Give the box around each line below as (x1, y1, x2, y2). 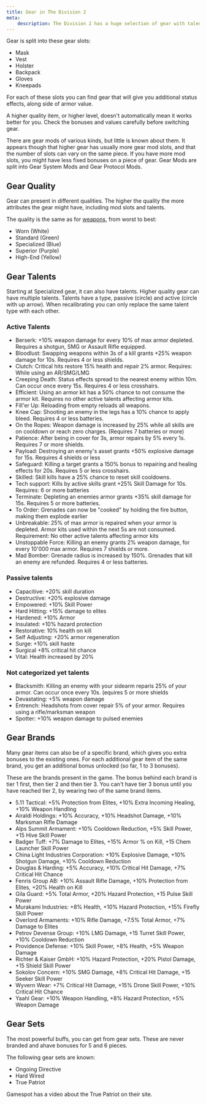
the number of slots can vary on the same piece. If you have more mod (6, 150, 186, 157)
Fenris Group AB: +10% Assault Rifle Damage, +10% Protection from (15, 877, 188, 884)
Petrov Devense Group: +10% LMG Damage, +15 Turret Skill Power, (15, 929, 186, 936)
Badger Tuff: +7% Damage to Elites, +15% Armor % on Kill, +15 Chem (15, 838, 191, 845)
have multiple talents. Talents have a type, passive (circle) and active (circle (6, 294, 197, 301)
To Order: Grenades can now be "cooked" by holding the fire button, (15, 506, 189, 513)
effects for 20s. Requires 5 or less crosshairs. (15, 467, 131, 475)
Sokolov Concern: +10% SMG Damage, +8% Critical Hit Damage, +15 (15, 968, 191, 976)
